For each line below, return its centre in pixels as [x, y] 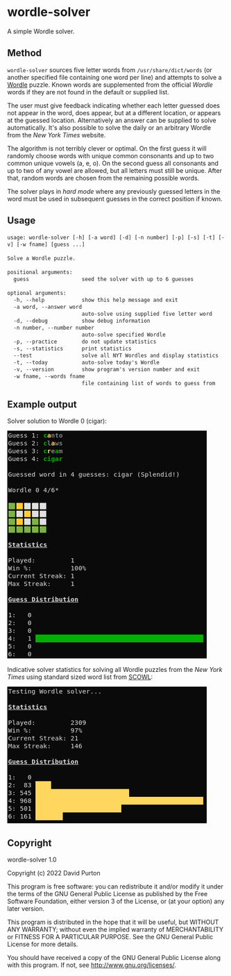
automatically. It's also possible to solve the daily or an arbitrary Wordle [109, 127]
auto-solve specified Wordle [124, 335]
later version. [26, 909]
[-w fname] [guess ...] [51, 244]
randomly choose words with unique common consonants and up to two [111, 155]
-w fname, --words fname [49, 376]
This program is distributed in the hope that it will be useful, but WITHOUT [113, 922]
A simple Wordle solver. [41, 31]
